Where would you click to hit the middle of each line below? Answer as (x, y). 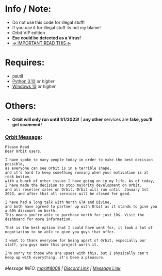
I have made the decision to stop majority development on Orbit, (73, 185)
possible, (15, 164)
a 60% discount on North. (31, 211)
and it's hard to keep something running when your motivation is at (77, 173)
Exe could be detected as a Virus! (46, 38)
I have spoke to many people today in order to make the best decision (79, 160)
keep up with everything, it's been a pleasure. (55, 258)
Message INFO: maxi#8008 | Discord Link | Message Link (63, 268)
